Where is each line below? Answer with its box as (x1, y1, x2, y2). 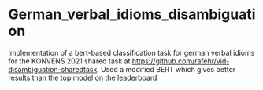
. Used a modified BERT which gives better (97, 64, 236, 74)
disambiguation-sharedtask (8, 64, 98, 74)
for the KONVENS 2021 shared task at (8, 56, 131, 66)
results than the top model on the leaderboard (8, 73, 157, 82)
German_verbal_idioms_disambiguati (8, 5, 256, 23)
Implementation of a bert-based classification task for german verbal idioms (8, 48, 255, 57)
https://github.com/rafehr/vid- (131, 56, 230, 66)
